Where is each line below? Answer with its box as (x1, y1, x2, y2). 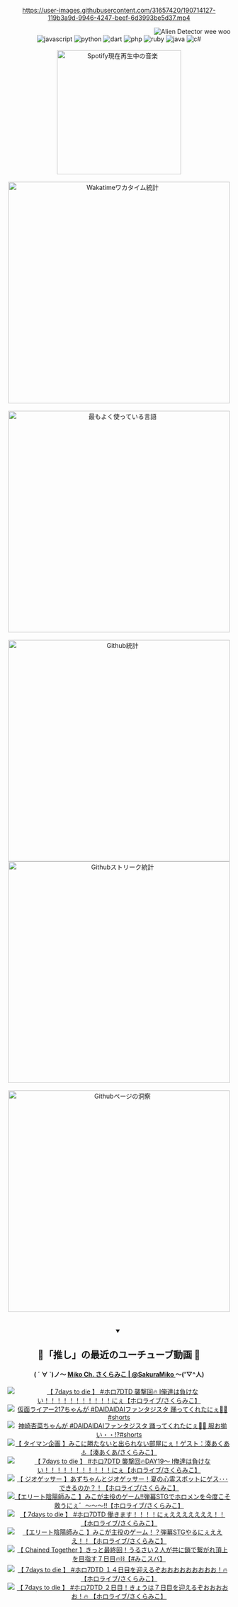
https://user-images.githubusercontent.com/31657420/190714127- (22, 6, 216, 14)
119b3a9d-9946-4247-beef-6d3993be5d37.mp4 (47, 13, 191, 22)
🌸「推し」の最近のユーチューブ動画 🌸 (38, 1349, 200, 1361)
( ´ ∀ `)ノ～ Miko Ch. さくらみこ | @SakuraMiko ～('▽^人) (33, 1370, 205, 1378)
